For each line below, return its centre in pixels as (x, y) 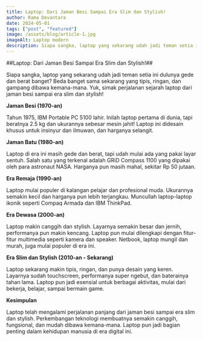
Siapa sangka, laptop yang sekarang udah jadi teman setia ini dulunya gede (100, 74)
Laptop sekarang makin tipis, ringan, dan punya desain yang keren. (90, 269)
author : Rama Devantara (36, 18)
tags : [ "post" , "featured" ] (42, 29)
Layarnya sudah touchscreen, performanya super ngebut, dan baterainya (97, 276)
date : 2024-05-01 (28, 23)
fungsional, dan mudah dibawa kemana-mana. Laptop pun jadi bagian (93, 325)
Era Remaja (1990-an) (34, 178)
